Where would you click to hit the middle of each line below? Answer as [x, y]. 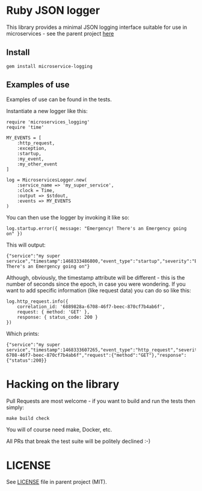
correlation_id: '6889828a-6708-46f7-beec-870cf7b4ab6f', [91, 307]
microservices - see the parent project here [60, 33]
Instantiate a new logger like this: [47, 111]
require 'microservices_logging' [48, 122]
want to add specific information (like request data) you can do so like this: [99, 290]
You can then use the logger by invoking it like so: [68, 217]
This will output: [26, 245]
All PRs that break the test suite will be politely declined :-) [78, 441]
